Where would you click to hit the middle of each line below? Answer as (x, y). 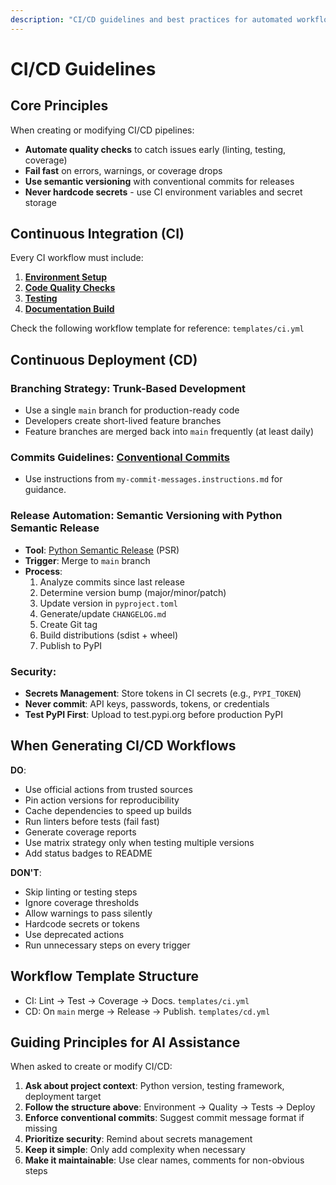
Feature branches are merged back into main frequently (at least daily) (169, 432)
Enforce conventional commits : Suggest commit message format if (164, 1118)
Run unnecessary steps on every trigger (107, 945)
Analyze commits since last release (112, 582)
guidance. (45, 490)
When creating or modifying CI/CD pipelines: (102, 130)
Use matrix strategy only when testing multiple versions (139, 842)
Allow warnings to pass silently (88, 913)
